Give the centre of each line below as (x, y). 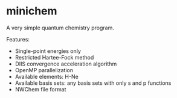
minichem (32, 11)
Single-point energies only (48, 51)
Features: (18, 39)
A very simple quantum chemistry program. (60, 28)
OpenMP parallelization (44, 70)
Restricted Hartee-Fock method (54, 57)
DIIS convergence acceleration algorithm (66, 64)
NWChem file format (40, 89)
